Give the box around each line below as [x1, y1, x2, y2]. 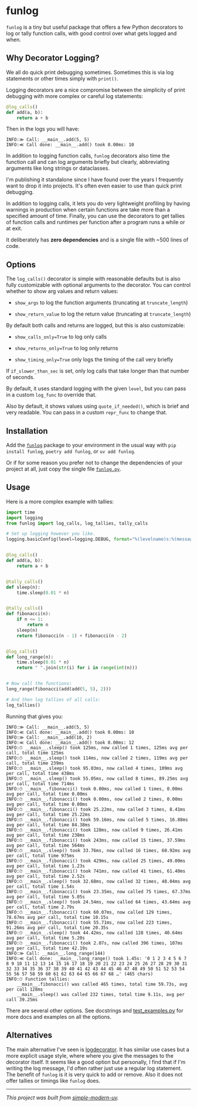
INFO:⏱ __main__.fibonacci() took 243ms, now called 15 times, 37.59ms [6, 837, 186, 843]
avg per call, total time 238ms [6, 832, 85, 838]
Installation [6, 426, 48, 436]
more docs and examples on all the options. [6, 1013, 111, 1020]
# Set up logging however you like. [6, 531, 96, 537]
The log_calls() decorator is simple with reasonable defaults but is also [6, 275, 181, 283]
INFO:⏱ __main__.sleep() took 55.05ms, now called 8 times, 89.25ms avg [6, 776, 189, 781]
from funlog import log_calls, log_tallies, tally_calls [6, 520, 148, 526]
